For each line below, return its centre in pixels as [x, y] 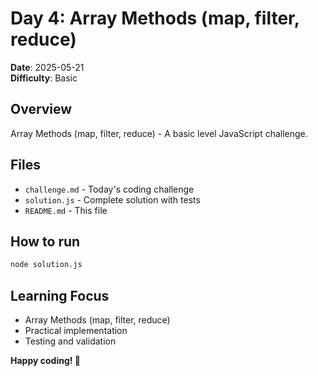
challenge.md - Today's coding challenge [109, 189]
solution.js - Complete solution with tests [112, 199]
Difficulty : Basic [44, 78]
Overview [41, 109]
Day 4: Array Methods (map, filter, [155, 18]
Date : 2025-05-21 [47, 67]
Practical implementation [76, 331]
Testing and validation [70, 341]
